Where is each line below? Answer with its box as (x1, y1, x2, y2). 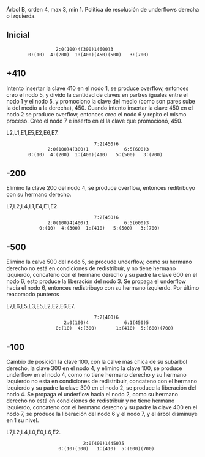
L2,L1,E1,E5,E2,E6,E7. (6, 129, 59, 136)
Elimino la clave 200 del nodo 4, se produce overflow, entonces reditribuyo (6, 184, 196, 192)
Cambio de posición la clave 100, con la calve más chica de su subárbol (6, 358, 188, 366)
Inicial (6, 30, 30, 40)
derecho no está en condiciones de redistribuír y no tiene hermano (6, 397, 175, 404)
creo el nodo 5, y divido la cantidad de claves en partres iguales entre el (6, 91, 188, 98)
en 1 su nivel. (6, 417, 39, 424)
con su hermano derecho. (6, 191, 72, 198)
